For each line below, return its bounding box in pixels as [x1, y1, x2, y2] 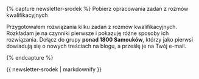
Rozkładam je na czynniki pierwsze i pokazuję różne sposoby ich [6, 30, 169, 37]
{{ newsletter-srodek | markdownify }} [6, 66, 102, 73]
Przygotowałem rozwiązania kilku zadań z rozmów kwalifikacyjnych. [6, 24, 178, 30]
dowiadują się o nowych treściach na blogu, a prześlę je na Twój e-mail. [6, 42, 187, 49]
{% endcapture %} [6, 54, 54, 61]
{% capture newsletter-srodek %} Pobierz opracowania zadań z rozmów [6, 5, 189, 12]
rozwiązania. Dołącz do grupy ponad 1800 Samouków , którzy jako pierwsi [6, 36, 194, 43]
